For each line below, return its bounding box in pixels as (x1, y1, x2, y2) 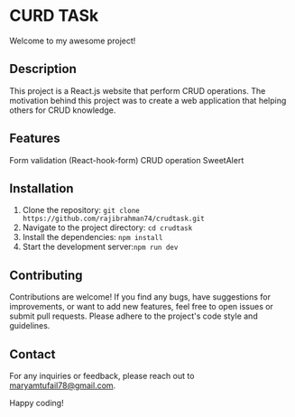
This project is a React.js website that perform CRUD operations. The (9, 85, 266, 96)
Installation (9, 181, 74, 196)
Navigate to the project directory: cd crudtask (22, 222, 193, 233)
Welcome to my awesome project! (9, 35, 136, 46)
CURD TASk (9, 5, 99, 26)
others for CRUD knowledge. (9, 105, 116, 116)
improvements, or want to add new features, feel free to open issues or (9, 301, 273, 312)
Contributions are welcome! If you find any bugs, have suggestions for (9, 292, 272, 302)
